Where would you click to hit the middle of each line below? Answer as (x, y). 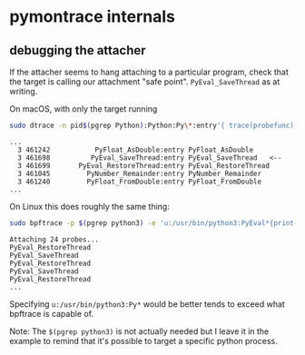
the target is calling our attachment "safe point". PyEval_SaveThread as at (145, 82)
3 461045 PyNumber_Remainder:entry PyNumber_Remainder (139, 173)
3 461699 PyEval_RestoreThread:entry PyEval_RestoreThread (144, 165)
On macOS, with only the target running (84, 109)
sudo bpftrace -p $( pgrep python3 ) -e (83, 223)
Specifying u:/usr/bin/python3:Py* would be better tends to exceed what (148, 304)
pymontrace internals (92, 17)
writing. (24, 91)
